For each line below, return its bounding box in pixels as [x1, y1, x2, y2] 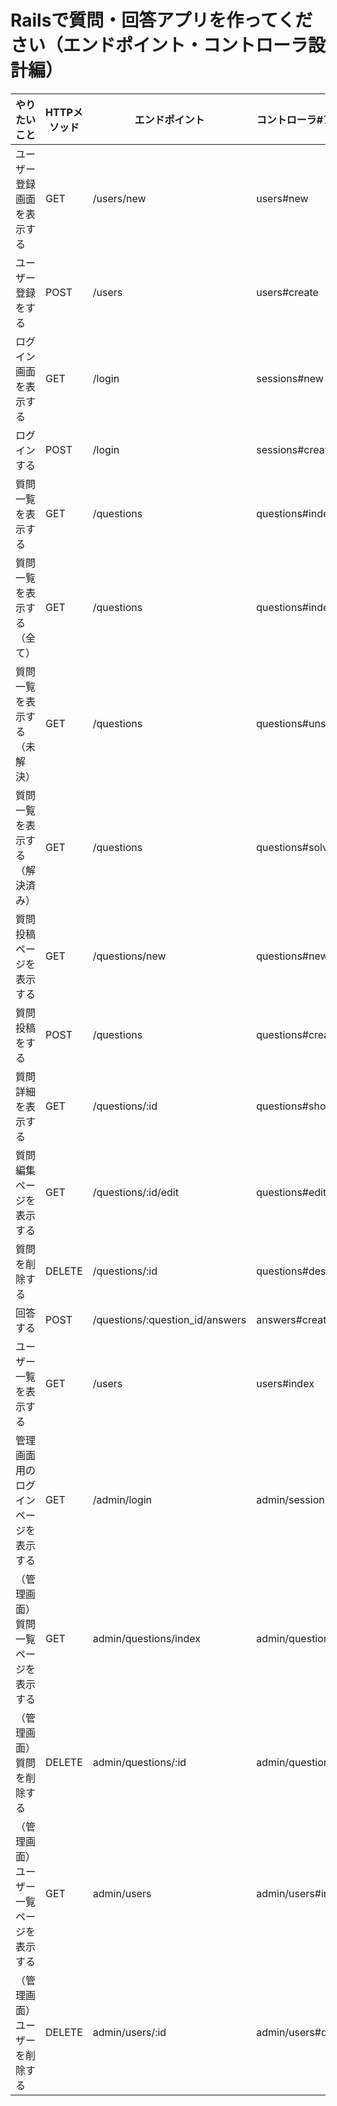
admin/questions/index [92, 1631, 201, 1645]
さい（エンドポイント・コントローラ [10, 34, 309, 57]
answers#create [256, 1312, 333, 1326]
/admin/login [92, 1492, 153, 1506]
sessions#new [256, 371, 324, 385]
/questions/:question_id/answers [92, 1312, 247, 1326]
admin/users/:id [92, 2025, 167, 2039]
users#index [256, 1376, 315, 1390]
